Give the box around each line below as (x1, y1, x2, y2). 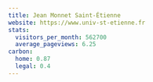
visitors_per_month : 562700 (15, 33, 107, 41)
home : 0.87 (15, 55, 51, 63)
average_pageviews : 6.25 (15, 41, 97, 48)
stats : (8, 26, 30, 34)
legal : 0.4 (15, 62, 51, 70)
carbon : (8, 48, 34, 55)
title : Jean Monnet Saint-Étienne (8, 11, 122, 20)
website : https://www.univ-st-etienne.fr (8, 19, 146, 27)
